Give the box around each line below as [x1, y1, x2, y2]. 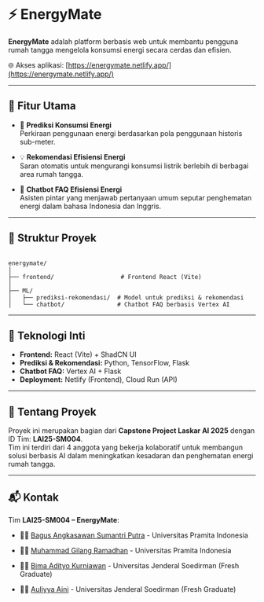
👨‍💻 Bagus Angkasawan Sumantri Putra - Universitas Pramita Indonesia [19, 530, 249, 540]
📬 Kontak [8, 490, 59, 504]
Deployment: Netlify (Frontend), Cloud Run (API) [19, 375, 178, 384]
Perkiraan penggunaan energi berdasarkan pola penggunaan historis [19, 128, 243, 138]
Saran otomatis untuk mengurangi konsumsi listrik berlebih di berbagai [19, 161, 249, 171]
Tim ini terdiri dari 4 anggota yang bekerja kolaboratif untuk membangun [8, 442, 244, 452]
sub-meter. [19, 137, 56, 146]
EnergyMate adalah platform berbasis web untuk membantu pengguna [8, 36, 239, 46]
